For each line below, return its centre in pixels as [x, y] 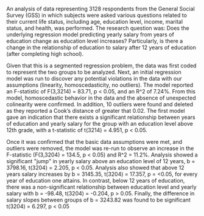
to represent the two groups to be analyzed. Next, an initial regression [94, 72]
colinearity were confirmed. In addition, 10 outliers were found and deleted [100, 104]
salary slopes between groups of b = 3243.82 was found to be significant [98, 200]
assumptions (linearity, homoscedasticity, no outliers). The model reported [100, 85]
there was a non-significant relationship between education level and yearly [101, 187]
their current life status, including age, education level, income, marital [95, 22]
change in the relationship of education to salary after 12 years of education [101, 47]
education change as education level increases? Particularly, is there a [95, 41]
